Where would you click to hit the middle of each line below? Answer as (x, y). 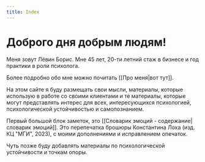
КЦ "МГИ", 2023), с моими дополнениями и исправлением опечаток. (97, 134)
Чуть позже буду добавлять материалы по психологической (86, 145)
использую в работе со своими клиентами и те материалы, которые (96, 96)
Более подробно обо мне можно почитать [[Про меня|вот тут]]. (90, 78)
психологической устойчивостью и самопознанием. (75, 109)
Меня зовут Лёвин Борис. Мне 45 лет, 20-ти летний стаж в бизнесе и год (102, 59)
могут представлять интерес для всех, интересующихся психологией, (99, 102)
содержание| (175, 120)
